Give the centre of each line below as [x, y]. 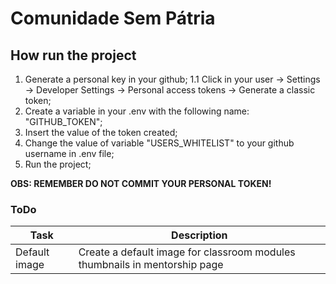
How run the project [73, 55]
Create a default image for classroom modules [187, 252]
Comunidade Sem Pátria [113, 18]
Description [199, 235]
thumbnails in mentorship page [151, 265]
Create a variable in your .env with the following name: [137, 111]
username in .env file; [69, 153]
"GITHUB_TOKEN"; [63, 121]
